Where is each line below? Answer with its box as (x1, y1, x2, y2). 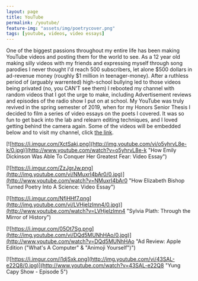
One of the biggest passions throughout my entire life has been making (6, 47, 180, 54)
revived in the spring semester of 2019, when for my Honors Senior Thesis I (6, 104, 191, 111)
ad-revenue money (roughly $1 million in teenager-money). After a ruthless (6, 72, 189, 79)
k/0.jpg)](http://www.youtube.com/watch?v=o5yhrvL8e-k (6, 146, 147, 154)
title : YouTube (6, 14, 44, 20)
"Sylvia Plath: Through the (126, 207, 191, 215)
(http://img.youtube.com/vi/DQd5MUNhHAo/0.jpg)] (6, 232, 132, 239)
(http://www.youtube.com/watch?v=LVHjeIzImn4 (6, 207, 126, 215)
